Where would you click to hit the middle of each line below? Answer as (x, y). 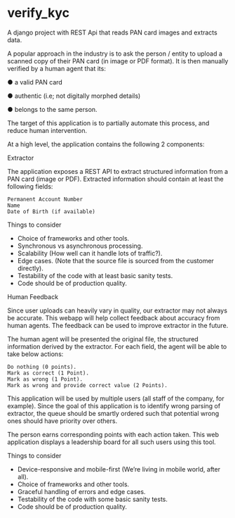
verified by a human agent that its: (57, 68)
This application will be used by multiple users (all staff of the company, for (116, 398)
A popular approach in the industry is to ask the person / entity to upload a (115, 53)
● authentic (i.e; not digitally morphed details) (74, 96)
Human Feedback (33, 296)
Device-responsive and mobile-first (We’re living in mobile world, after (119, 469)
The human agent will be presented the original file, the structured (103, 339)
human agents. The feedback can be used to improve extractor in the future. (118, 325)
